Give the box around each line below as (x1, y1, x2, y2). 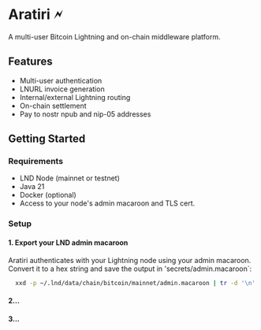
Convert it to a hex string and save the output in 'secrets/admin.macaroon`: (8, 264, 252, 273)
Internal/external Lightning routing (19, 92, 131, 102)
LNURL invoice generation (19, 84, 105, 94)
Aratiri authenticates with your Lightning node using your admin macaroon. (8, 255, 252, 265)
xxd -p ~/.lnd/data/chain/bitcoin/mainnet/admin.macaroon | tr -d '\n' (15, 279, 256, 287)
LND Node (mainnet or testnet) (19, 173, 121, 183)
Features (8, 55, 53, 69)
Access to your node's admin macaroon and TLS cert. (19, 198, 196, 208)
